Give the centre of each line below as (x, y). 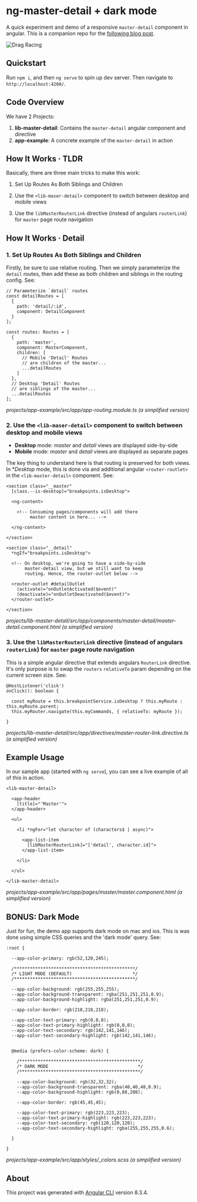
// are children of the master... (64, 363)
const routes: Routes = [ (38, 332)
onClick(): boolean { (33, 691)
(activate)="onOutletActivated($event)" (67, 590)
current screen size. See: (36, 675)
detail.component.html (33, 627)
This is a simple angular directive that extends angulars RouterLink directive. (99, 662)
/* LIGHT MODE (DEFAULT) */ (75, 974)
